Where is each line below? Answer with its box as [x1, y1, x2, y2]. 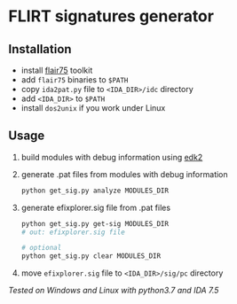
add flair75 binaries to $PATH [20, 74, 129, 85]
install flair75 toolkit [20, 65, 93, 75]
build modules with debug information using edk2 [20, 152, 203, 162]
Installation [8, 42, 72, 57]
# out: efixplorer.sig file [20, 228, 125, 237]
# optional [20, 244, 62, 253]
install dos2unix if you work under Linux [20, 103, 166, 113]
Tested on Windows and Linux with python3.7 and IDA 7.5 [8, 285, 219, 296]
